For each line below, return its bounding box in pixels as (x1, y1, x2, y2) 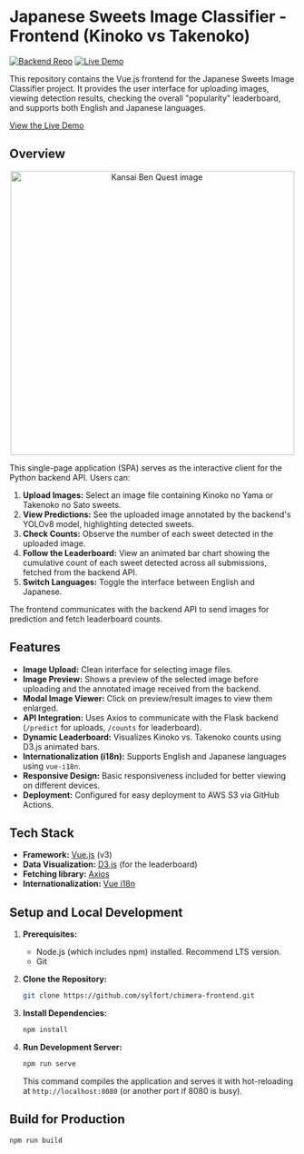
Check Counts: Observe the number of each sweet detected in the (22, 528, 274, 539)
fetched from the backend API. (22, 566, 138, 578)
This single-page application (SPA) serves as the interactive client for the (9, 462, 283, 473)
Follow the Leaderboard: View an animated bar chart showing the (22, 547, 270, 558)
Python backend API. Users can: (9, 472, 131, 482)
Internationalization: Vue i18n (22, 879, 136, 890)
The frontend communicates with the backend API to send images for (9, 603, 270, 614)
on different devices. (22, 780, 101, 791)
